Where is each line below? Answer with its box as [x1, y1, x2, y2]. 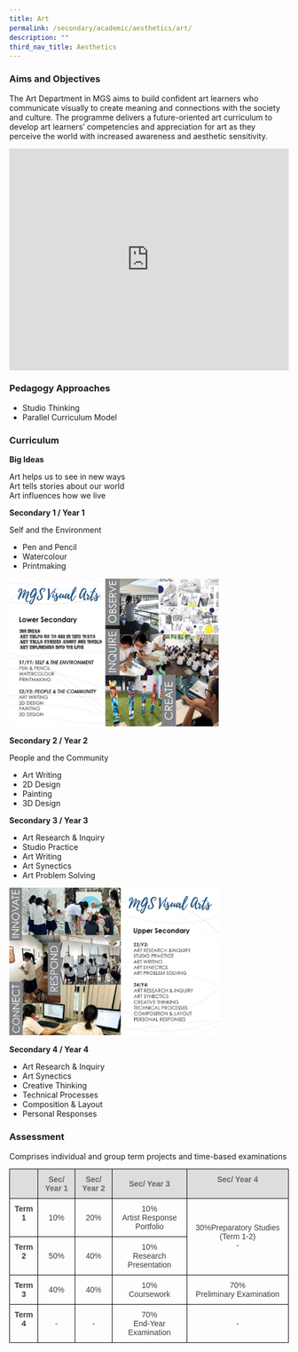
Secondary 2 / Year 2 [9, 735, 89, 746]
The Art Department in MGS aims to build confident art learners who [9, 93, 259, 104]
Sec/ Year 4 [216, 1174, 259, 1184]
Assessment [9, 1131, 65, 1144]
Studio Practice [21, 842, 79, 853]
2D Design [21, 779, 61, 790]
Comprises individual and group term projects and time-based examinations [9, 1151, 287, 1161]
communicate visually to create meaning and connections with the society [9, 102, 281, 113]
